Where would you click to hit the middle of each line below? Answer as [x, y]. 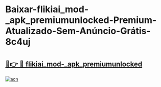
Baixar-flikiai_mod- [47, 9]
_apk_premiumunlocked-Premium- [81, 20]
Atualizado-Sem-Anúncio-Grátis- [78, 31]
